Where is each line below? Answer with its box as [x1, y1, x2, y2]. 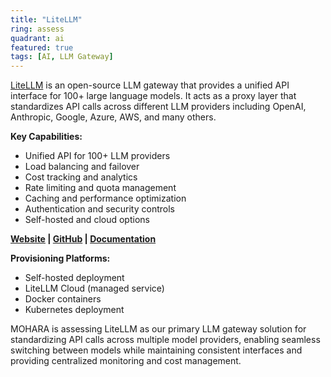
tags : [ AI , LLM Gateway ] [10, 52, 114, 62]
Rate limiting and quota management [24, 182, 177, 194]
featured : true [10, 42, 74, 53]
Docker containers [24, 293, 102, 305]
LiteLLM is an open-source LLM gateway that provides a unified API [10, 79, 290, 91]
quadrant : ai [10, 33, 65, 43]
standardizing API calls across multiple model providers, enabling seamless [10, 334, 321, 346]
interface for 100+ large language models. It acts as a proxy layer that [10, 90, 297, 102]
